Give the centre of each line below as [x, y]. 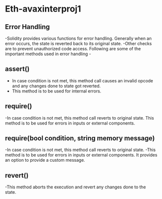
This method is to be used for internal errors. [57, 91]
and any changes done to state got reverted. [56, 86]
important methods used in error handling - [48, 54]
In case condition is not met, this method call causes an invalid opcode [82, 80]
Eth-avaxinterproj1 [43, 9]
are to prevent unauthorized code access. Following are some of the [73, 49]
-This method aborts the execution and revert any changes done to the [75, 187]
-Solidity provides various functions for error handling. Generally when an [78, 38]
